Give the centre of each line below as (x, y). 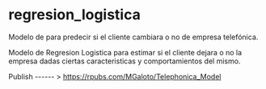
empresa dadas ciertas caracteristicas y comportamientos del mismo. (125, 61)
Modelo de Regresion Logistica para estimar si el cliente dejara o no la (125, 52)
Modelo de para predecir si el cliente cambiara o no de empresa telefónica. (133, 37)
